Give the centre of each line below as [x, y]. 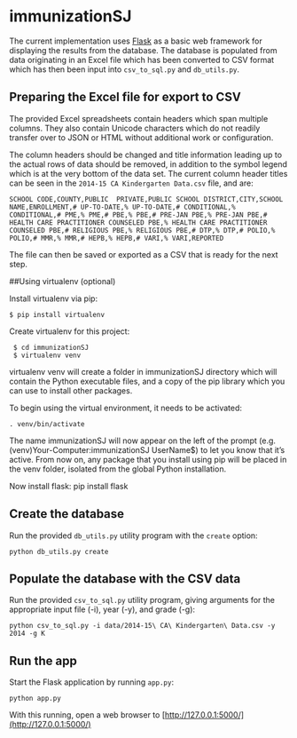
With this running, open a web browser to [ [87, 715]
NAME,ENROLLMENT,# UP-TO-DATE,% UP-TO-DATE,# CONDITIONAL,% [123, 207]
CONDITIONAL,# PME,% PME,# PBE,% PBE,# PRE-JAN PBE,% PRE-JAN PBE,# [138, 215]
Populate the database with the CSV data [125, 579]
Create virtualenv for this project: [70, 331]
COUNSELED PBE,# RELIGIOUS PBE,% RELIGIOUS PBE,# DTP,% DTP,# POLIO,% [142, 230]
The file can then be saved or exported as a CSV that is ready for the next [144, 254]
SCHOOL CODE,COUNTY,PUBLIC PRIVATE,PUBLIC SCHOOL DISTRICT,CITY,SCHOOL [146, 199]
